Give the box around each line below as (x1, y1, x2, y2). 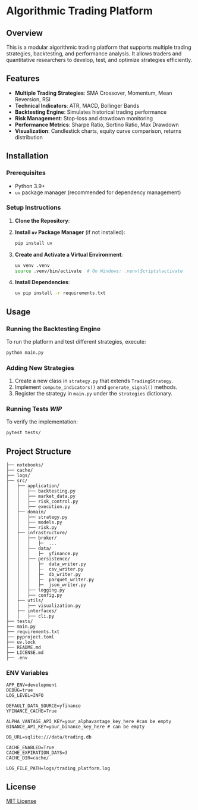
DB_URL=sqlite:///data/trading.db (6, 734, 92, 740)
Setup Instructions (6, 204, 61, 212)
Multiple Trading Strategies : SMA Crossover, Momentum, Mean (14, 89, 172, 96)
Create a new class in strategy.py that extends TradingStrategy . (14, 377, 174, 385)
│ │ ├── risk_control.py (6, 499, 78, 504)
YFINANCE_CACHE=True (6, 708, 58, 714)
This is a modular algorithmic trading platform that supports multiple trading (6, 43, 191, 51)
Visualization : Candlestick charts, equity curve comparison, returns (14, 127, 182, 135)
